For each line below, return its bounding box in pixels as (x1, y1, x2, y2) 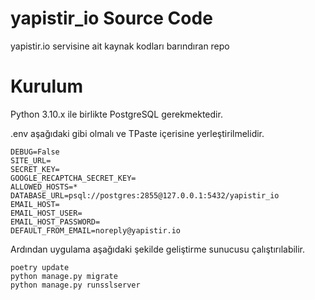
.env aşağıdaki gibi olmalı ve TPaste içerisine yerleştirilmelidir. (10, 127, 265, 139)
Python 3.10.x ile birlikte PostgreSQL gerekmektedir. (10, 108, 223, 120)
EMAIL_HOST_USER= (10, 208, 83, 218)
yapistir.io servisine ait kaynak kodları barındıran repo (10, 40, 230, 52)
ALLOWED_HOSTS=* (10, 182, 78, 192)
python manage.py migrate (10, 271, 118, 281)
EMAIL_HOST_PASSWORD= (10, 217, 101, 227)
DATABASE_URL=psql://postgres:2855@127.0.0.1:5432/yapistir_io (10, 190, 280, 201)
